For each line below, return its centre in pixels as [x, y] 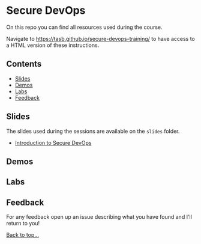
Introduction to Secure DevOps [53, 142]
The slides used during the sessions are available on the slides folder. [93, 131]
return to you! [23, 224]
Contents [24, 64]
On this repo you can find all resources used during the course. [84, 27]
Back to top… [22, 235]
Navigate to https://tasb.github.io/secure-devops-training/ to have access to [100, 38]
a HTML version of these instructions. [53, 45]
